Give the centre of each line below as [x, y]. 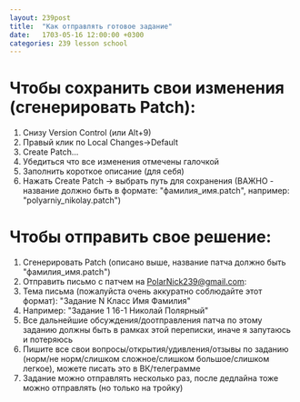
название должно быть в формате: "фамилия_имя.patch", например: [156, 191]
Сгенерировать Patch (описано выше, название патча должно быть [154, 262]
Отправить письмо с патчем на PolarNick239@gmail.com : [135, 282]
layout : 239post [40, 18]
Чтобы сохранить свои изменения [147, 88]
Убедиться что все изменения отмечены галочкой [121, 162]
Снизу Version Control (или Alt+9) [87, 133]
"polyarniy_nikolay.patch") [71, 200]
